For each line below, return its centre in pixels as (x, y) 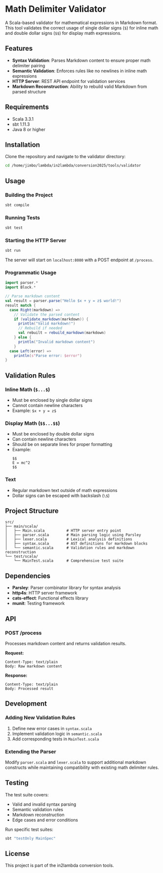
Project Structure (32, 511)
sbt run (13, 251)
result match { (21, 305)
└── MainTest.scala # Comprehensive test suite (69, 561)
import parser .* (22, 283)
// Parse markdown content (33, 296)
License (17, 854)
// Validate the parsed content (47, 314)
